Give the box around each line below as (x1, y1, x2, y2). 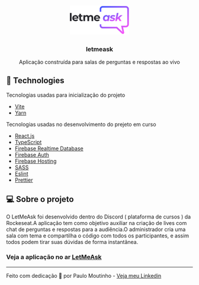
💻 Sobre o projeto (6, 194, 74, 204)
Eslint (14, 170, 28, 177)
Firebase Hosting (14, 157, 57, 164)
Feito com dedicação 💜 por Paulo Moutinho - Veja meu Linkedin (6, 272, 162, 279)
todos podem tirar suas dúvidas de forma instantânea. (6, 238, 139, 245)
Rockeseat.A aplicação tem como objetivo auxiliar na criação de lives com (6, 219, 187, 226)
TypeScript (14, 138, 42, 145)
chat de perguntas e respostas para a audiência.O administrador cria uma (6, 226, 186, 233)
